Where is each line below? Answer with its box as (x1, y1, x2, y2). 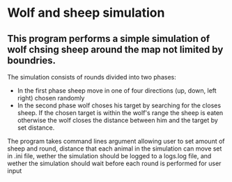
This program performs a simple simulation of (7, 33, 210, 45)
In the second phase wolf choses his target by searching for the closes (17, 101, 222, 109)
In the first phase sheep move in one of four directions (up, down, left (17, 86, 217, 95)
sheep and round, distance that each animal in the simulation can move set (7, 144, 222, 153)
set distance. (17, 123, 55, 132)
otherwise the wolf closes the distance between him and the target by (17, 116, 218, 124)
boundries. (7, 54, 56, 66)
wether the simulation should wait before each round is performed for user (7, 159, 222, 167)
